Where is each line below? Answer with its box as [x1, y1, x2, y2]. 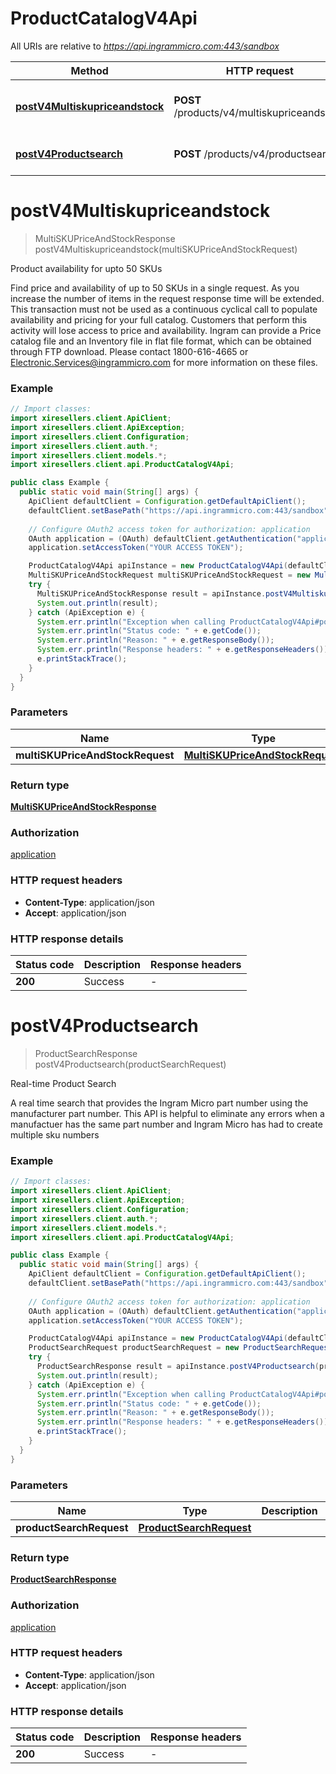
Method [70, 63, 109, 77]
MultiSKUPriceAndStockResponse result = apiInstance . [36, 588, 267, 599]
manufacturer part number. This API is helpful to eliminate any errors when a [10, 1107, 325, 1119]
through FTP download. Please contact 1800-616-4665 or [10, 345, 249, 357]
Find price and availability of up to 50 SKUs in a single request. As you [10, 282, 300, 294]
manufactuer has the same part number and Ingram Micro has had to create [10, 1118, 323, 1130]
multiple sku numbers [10, 1128, 100, 1141]
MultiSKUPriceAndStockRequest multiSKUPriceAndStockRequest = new [28, 570, 311, 581]
